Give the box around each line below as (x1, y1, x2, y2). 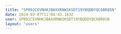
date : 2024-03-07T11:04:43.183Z (5, 12, 73, 17)
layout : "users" (5, 21, 39, 26)
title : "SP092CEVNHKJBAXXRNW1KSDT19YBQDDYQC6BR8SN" (5, 7, 116, 12)
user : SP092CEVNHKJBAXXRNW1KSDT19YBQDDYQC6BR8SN (5, 16, 110, 21)
